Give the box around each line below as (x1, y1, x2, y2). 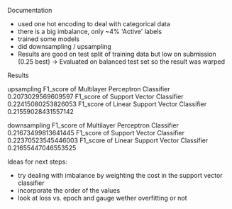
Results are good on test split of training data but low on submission (17, 50, 216, 58)
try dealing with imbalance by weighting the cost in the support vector (17, 171, 223, 179)
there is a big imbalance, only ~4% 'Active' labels (17, 28, 162, 35)
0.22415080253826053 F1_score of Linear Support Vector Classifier (7, 100, 207, 108)
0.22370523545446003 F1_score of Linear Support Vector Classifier (7, 136, 209, 145)
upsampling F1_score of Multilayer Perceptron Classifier (7, 85, 170, 93)
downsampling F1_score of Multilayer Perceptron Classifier (7, 121, 179, 130)
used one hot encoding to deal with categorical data (17, 20, 170, 28)
